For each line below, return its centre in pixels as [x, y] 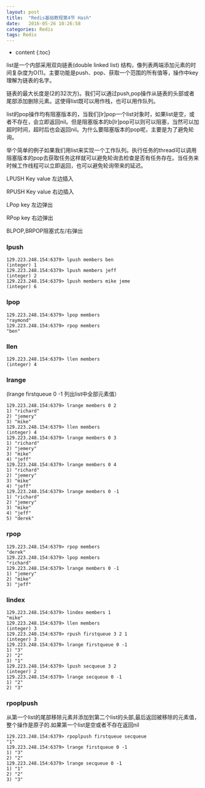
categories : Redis [30, 29]
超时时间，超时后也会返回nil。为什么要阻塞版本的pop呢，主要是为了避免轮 [100, 130]
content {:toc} [33, 52]
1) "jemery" [21, 574]
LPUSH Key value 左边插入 [40, 179]
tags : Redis [21, 35]
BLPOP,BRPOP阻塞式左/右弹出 [44, 231]
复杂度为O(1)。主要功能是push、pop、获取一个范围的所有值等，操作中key [105, 73]
